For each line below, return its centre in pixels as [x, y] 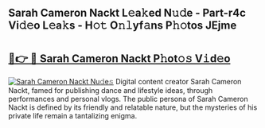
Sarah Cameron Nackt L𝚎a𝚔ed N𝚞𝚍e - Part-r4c [127, 13]
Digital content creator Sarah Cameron [178, 81]
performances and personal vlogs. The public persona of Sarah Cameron [128, 99]
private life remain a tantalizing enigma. [73, 116]
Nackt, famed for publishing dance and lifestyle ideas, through [111, 90]
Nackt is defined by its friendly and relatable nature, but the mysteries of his [133, 107]
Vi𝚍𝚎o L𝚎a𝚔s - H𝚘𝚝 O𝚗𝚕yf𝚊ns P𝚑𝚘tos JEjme [123, 26]
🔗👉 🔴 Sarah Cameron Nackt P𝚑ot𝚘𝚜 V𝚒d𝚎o [119, 58]
